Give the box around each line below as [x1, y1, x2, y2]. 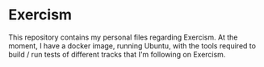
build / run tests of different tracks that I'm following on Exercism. [8, 49, 226, 59]
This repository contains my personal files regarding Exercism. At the [8, 32, 238, 42]
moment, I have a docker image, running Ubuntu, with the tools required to [8, 40, 257, 50]
